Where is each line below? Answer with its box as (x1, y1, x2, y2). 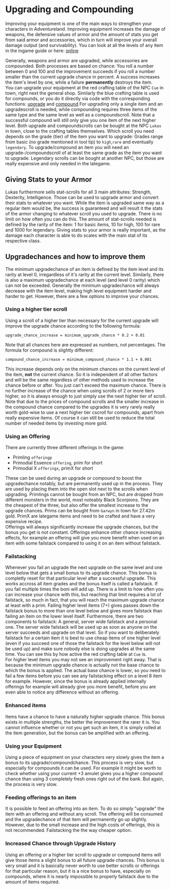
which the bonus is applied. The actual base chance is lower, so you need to (5, 667, 166, 674)
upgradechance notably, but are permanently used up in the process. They (5, 481, 163, 487)
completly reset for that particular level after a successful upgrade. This (5, 575, 156, 581)
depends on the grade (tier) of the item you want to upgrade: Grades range (5, 133, 163, 139)
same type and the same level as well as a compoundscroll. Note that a (5, 111, 155, 118)
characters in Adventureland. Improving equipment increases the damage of (5, 26, 166, 32)
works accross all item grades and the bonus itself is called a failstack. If (5, 581, 158, 587)
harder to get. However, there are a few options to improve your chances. (5, 293, 160, 299)
